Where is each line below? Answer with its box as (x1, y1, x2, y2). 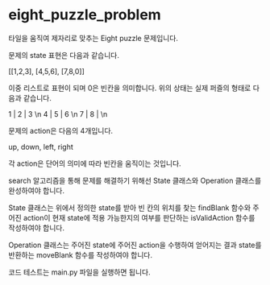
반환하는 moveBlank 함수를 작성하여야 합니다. (8, 250, 153, 259)
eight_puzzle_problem (8, 6, 161, 24)
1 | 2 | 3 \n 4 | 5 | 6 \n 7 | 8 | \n (8, 109, 108, 118)
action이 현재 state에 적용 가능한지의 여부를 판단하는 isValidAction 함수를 (23, 213, 255, 222)
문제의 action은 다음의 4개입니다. (8, 126, 114, 135)
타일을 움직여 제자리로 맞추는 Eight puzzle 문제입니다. (8, 33, 179, 43)
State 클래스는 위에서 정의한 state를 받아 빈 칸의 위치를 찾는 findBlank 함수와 (8, 203, 251, 213)
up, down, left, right (8, 142, 74, 151)
